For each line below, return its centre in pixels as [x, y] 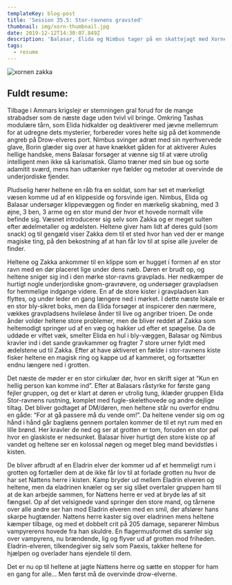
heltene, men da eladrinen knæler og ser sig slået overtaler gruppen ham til [114, 487]
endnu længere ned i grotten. [49, 364]
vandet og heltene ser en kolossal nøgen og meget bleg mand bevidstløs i [112, 444]
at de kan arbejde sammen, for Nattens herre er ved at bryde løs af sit [106, 494]
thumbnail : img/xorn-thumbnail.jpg [58, 26]
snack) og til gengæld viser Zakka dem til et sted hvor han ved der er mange [116, 234]
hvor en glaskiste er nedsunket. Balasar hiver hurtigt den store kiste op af [112, 437]
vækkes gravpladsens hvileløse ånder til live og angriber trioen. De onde [110, 313]
